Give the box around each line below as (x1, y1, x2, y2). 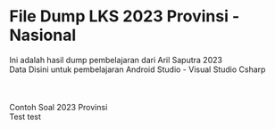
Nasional (9, 25, 77, 45)
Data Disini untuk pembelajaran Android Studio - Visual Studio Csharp (9, 64, 266, 75)
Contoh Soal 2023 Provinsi (9, 101, 108, 112)
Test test (9, 111, 42, 122)
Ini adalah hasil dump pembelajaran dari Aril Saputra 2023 (9, 54, 223, 65)
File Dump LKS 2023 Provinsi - (9, 6, 240, 27)
